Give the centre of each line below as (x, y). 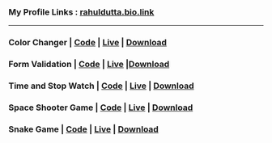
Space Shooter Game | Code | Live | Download (101, 107)
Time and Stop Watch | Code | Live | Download (101, 86)
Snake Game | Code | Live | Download (84, 129)
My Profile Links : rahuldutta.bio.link (81, 12)
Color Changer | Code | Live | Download (88, 43)
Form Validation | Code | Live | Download (89, 65)
